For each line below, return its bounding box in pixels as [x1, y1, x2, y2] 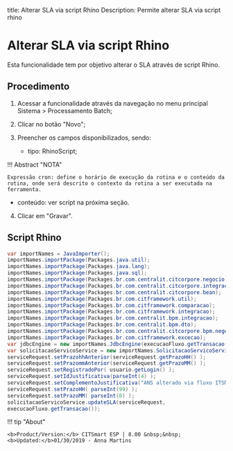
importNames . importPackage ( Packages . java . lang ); [7, 263, 150, 270]
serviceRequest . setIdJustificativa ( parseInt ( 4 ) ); [7, 373, 157, 380]
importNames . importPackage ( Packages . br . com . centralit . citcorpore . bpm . [7, 328, 216, 335]
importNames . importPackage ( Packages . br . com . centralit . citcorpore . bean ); [7, 288, 222, 296]
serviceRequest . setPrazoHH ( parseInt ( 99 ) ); [7, 386, 138, 393]
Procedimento [7, 81, 70, 92]
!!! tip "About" [7, 418, 46, 426]
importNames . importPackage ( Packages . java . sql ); [7, 270, 148, 277]
